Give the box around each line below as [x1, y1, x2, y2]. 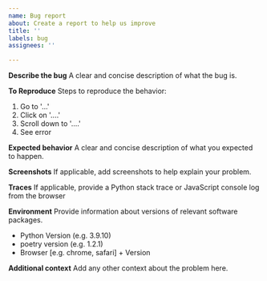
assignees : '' [8, 42, 56, 50]
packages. [8, 215, 43, 225]
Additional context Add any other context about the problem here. [8, 263, 229, 273]
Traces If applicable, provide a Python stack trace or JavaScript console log [8, 182, 260, 193]
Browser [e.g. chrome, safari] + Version [19, 248, 151, 258]
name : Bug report [8, 11, 67, 20]
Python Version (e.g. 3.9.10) [19, 230, 111, 241]
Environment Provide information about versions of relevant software [8, 206, 238, 217]
